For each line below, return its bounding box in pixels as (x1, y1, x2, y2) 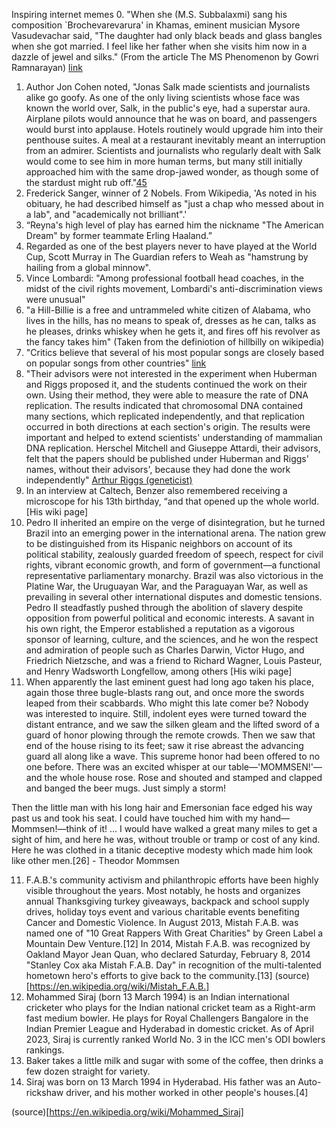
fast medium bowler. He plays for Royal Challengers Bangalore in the (25, 1012, 309, 1024)
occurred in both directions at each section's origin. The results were (25, 421, 311, 433)
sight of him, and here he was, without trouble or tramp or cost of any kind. (11, 834, 321, 845)
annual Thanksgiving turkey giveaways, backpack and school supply (25, 895, 310, 907)
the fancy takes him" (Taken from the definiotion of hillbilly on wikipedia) (25, 336, 325, 348)
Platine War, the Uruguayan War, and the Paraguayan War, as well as (25, 580, 309, 592)
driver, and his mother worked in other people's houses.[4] (65, 1087, 309, 1098)
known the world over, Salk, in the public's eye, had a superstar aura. (25, 102, 311, 114)
